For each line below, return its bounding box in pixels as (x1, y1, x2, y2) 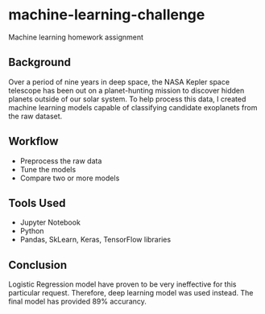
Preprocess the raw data (19, 155, 102, 166)
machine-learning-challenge (8, 6, 205, 24)
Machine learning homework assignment (8, 32, 143, 42)
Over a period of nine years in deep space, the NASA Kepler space (8, 76, 230, 86)
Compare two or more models (19, 173, 120, 183)
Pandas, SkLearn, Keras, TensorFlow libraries (19, 235, 172, 245)
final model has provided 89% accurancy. (8, 296, 147, 307)
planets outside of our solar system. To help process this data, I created (8, 94, 246, 104)
